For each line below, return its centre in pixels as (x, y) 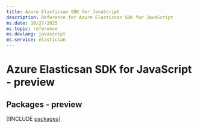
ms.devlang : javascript (36, 34)
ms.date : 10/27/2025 (32, 23)
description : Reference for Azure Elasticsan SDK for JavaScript (90, 17)
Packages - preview (44, 104)
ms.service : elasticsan (36, 40)
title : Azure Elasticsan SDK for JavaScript (63, 12)
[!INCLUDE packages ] (33, 119)
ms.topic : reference (32, 29)
